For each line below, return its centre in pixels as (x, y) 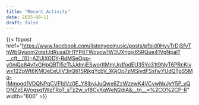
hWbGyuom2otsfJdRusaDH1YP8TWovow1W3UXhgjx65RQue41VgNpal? (93, 52)
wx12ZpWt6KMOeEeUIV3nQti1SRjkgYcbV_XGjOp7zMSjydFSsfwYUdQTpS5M (99, 71)
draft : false (22, 23)
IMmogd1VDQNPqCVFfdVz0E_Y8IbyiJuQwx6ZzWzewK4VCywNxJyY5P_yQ (98, 84)
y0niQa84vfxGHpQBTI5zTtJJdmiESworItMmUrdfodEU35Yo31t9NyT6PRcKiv (99, 65)
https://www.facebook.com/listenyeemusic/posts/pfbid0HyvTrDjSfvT (107, 46)
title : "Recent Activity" (38, 12)
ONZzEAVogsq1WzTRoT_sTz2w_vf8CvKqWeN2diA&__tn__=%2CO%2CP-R (97, 90)
